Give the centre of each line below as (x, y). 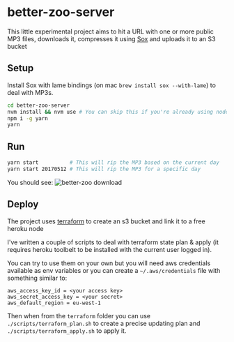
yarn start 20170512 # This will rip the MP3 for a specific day (104, 169)
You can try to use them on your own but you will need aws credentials (109, 263)
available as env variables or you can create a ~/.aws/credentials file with (114, 270)
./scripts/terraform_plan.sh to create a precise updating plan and (104, 323)
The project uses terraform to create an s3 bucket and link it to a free (106, 221)
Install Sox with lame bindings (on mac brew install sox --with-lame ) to (111, 85)
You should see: (30, 182)
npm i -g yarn (28, 118)
